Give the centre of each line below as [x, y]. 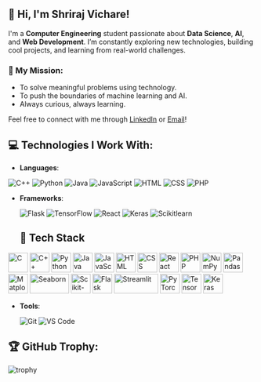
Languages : [39, 167]
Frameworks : [42, 198]
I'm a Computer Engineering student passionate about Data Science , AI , [126, 33]
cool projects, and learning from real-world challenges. [97, 50]
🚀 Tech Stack [52, 238]
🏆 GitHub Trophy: [53, 347]
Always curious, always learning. [72, 104]
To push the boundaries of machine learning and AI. [103, 96]
